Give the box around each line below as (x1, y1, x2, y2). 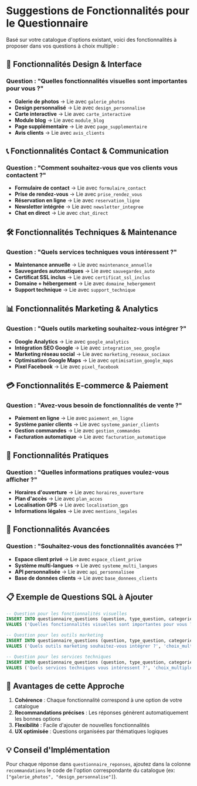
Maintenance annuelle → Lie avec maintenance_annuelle (14, 261, 152, 268)
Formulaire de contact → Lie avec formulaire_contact (14, 184, 147, 192)
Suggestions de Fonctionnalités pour (6, 4, 189, 18)
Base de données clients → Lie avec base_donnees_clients (14, 574, 158, 581)
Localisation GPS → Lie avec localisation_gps (14, 501, 129, 508)
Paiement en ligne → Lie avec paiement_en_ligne (14, 415, 134, 422)
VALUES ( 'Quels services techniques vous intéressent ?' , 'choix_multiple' (6, 665, 195, 671)
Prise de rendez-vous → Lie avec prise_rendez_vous (14, 191, 142, 198)
